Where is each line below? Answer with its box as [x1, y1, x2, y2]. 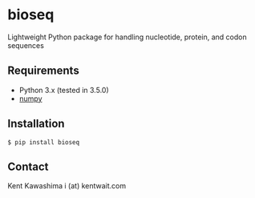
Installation [7, 117, 65, 131]
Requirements [7, 64, 79, 78]
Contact [7, 160, 49, 173]
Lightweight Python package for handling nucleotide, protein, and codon [7, 32, 247, 42]
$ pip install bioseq [7, 138, 80, 146]
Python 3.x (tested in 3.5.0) [18, 85, 109, 95]
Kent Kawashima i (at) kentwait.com [7, 181, 126, 191]
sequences [7, 40, 45, 50]
